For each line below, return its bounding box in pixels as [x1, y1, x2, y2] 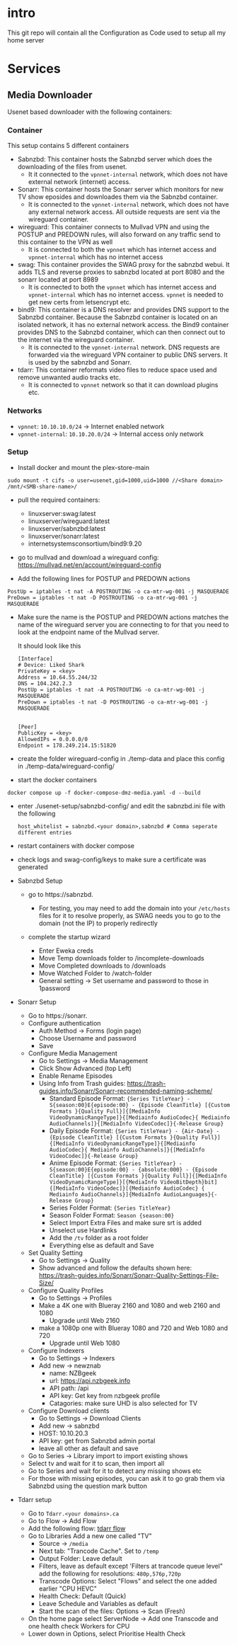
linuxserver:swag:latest [28, 509, 96, 517]
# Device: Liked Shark [17, 661, 85, 668]
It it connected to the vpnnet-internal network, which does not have [28, 170, 228, 178]
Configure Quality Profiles [28, 1286, 104, 1295]
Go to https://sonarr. [28, 1011, 88, 1020]
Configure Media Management [28, 1049, 118, 1057]
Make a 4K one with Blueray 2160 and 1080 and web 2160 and [38, 1301, 221, 1309]
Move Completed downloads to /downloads [38, 961, 166, 970]
